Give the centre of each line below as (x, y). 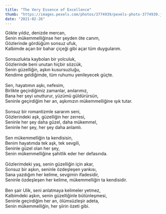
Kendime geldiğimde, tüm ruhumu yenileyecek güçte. (59, 75)
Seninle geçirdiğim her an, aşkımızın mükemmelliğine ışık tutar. (69, 101)
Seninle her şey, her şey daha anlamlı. (44, 128)
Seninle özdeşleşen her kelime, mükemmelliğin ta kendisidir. (66, 180)
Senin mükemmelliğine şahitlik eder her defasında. (56, 154)
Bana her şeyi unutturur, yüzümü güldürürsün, (52, 96)
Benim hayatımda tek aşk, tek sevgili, (43, 143)
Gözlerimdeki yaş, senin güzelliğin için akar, (49, 164)
